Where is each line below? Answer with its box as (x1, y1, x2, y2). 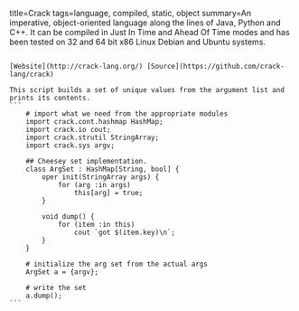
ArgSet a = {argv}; (25, 268, 99, 277)
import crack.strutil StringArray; (25, 133, 160, 142)
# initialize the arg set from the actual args (25, 259, 208, 269)
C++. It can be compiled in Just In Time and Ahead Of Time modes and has (9, 27, 291, 37)
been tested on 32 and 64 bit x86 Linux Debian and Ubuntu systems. (9, 36, 266, 47)
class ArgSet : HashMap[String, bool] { (25, 165, 180, 174)
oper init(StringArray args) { (42, 173, 160, 182)
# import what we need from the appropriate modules (25, 109, 229, 118)
